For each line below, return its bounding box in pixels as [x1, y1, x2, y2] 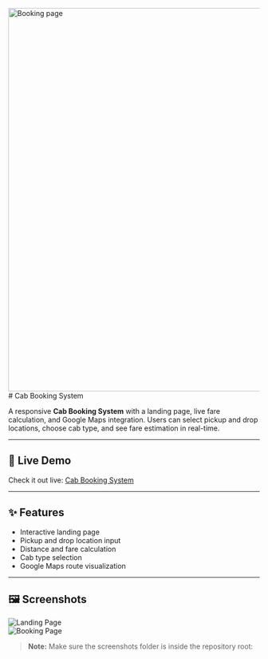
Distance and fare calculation [19, 544, 116, 554]
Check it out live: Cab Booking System [8, 475, 134, 485]
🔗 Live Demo [8, 454, 72, 467]
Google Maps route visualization [19, 561, 126, 570]
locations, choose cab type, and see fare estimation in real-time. [8, 423, 220, 433]
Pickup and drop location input [19, 535, 121, 545]
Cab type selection [19, 552, 82, 562]
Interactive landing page [19, 527, 100, 537]
